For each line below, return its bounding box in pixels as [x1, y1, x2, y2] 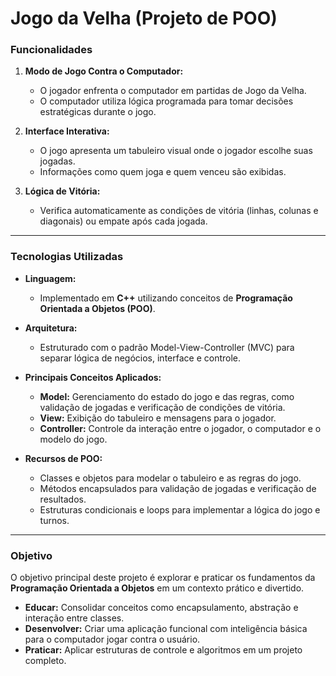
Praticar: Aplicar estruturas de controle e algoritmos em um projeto [24, 644, 303, 656]
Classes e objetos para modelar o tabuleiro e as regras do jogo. [39, 472, 302, 484]
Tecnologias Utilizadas [10, 250, 124, 264]
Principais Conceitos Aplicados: [24, 371, 162, 383]
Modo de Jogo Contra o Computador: [24, 65, 184, 77]
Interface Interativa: [24, 125, 110, 137]
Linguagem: [24, 272, 77, 284]
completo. [24, 655, 67, 667]
